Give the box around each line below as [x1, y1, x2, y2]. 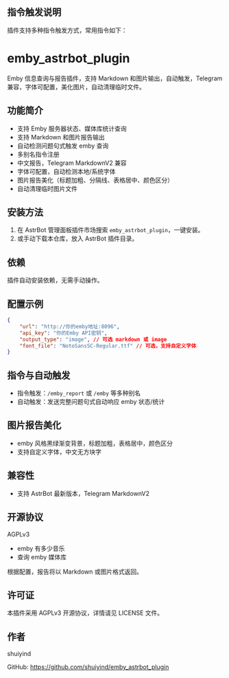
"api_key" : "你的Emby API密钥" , [19, 329, 108, 337]
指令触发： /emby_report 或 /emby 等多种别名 [16, 389, 141, 397]
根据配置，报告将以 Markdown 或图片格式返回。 [7, 567, 143, 576]
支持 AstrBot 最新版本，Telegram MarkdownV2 [16, 489, 149, 497]
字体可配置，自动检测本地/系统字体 [16, 167, 116, 175]
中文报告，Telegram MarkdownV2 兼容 [16, 159, 127, 167]
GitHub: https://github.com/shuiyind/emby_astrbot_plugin [7, 663, 169, 671]
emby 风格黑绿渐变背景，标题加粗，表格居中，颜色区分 [16, 439, 173, 447]
